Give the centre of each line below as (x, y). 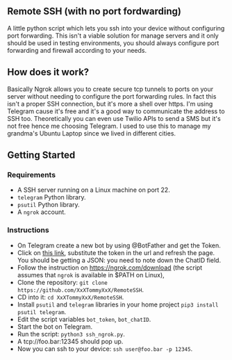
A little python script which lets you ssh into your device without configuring (116, 28)
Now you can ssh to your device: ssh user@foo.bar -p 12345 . (105, 349)
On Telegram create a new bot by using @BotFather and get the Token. (119, 245)
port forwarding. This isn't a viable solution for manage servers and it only (113, 35)
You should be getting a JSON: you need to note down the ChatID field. (119, 260)
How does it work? (48, 72)
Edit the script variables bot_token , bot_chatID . (84, 319)
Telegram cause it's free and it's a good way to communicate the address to (116, 111)
